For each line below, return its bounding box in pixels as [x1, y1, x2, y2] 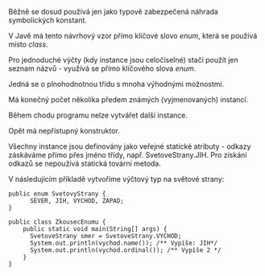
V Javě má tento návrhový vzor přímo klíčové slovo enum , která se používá [8, 31, 258, 40]
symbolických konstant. [8, 15, 87, 25]
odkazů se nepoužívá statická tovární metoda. [8, 159, 161, 168]
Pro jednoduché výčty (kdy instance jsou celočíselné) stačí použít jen [8, 56, 239, 64]
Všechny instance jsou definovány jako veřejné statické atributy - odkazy [8, 142, 251, 151]
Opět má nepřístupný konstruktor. [8, 126, 121, 135]
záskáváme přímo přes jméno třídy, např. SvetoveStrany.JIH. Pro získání [8, 150, 247, 159]
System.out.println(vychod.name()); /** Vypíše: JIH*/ [29, 239, 218, 247]
